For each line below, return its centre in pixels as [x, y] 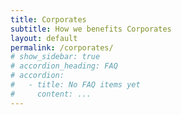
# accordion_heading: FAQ [64, 66]
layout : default [44, 38]
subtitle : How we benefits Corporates [91, 29]
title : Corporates [48, 19]
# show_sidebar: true [55, 57]
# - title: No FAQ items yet [75, 85]
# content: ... [51, 94]
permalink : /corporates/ [62, 47]
